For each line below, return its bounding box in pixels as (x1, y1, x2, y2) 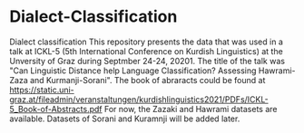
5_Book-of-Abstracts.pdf (9, 103, 103, 114)
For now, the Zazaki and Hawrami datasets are (103, 103, 278, 114)
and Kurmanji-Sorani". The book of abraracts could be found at (30, 74, 266, 85)
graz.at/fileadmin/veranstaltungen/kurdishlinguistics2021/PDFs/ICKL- (9, 93, 270, 105)
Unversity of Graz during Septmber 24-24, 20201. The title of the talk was (9, 55, 286, 66)
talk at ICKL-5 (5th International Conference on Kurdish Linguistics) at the (9, 45, 283, 56)
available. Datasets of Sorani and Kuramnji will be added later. (9, 113, 240, 124)
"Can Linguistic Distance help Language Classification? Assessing (9, 65, 257, 76)
